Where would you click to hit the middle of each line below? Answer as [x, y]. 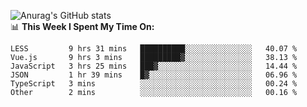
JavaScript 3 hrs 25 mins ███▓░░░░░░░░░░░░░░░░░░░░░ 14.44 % [154, 66]
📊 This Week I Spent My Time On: [82, 26]
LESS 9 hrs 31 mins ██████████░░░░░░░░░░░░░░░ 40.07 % [154, 49]
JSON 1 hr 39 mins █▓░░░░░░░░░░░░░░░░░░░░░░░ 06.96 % [154, 75]
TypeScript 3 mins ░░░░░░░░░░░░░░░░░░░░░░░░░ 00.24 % [154, 84]
